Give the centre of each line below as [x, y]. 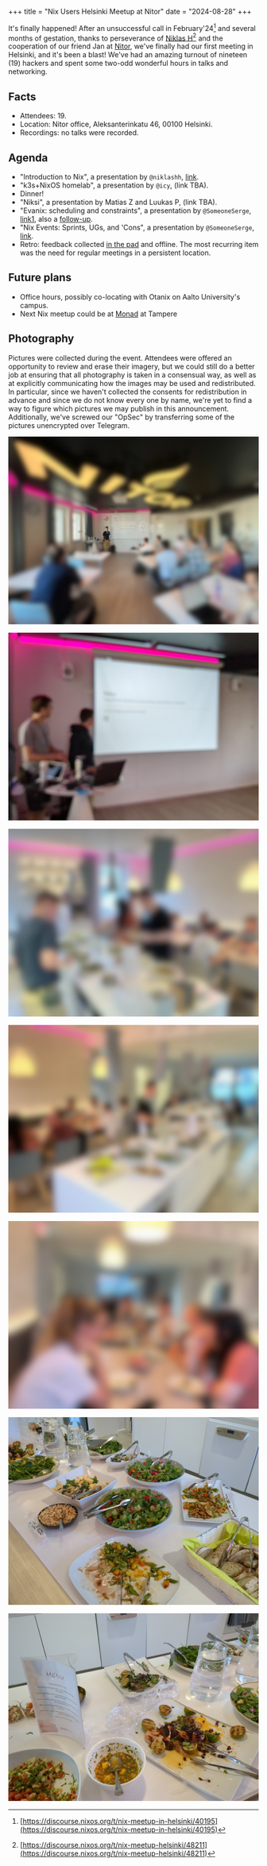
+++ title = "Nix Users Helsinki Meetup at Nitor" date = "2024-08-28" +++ [130, 12]
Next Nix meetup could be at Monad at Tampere [98, 314]
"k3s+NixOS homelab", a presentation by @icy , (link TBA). [114, 185]
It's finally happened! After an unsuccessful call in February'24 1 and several [132, 27]
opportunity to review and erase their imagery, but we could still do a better [132, 366]
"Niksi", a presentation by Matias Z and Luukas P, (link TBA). [118, 202]
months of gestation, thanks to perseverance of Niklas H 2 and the [116, 37]
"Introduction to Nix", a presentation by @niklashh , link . [109, 176]
